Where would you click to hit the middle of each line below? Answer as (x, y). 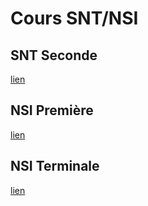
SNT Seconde (54, 55)
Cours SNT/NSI (74, 18)
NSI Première (52, 110)
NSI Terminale (55, 166)
